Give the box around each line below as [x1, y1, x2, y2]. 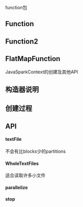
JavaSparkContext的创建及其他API [5, 69, 78, 75]
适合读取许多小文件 [5, 172, 46, 178]
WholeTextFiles [5, 160, 39, 167]
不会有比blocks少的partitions [5, 148, 66, 154]
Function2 [5, 37, 38, 46]
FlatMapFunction [5, 54, 61, 63]
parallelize [5, 184, 28, 191]
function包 [5, 5, 27, 10]
